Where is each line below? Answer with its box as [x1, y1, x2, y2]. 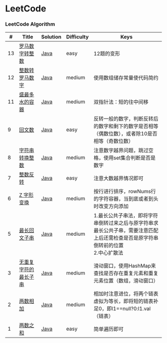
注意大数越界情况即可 [93, 175, 144, 182]
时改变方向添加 [93, 203, 129, 210]
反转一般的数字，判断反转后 [93, 115, 159, 122]
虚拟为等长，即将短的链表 [93, 298, 154, 305]
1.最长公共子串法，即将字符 [93, 212, 158, 219]
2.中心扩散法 [93, 249, 123, 256]
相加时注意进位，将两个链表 [93, 290, 159, 297]
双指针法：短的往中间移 [93, 99, 149, 106]
